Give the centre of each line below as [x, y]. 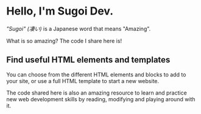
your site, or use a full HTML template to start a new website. [83, 81]
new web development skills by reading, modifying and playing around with [101, 99]
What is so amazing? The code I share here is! [64, 41]
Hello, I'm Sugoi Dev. [60, 11]
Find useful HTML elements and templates [88, 60]
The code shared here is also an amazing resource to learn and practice [97, 93]
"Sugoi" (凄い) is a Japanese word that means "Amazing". [79, 29]
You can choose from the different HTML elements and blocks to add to [96, 75]
